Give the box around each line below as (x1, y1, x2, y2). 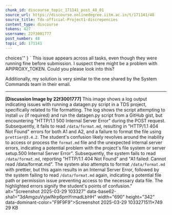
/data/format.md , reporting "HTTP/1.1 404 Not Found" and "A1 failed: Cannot (5, 156, 166, 162)
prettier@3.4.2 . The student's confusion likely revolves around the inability (5, 134, 164, 140)
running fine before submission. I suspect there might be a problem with (5, 60, 158, 67)
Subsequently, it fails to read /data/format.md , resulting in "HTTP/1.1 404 (5, 123, 159, 129)
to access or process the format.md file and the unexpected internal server (5, 139, 163, 145)
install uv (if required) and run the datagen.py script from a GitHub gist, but (5, 112, 163, 118)
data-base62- (87, 188, 117, 195)
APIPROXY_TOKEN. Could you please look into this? (5, 66, 115, 72)
